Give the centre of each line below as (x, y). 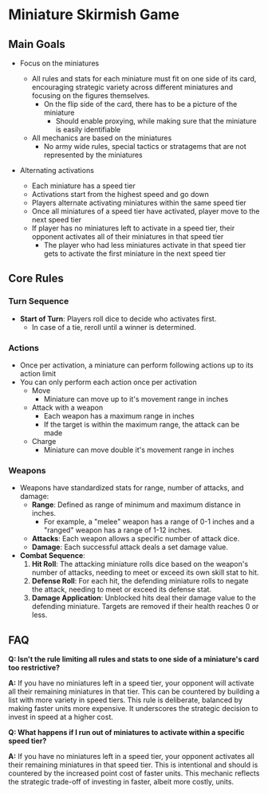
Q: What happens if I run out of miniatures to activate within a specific (126, 733)
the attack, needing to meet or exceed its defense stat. (122, 590)
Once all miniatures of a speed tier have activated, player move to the (146, 211)
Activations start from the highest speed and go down (120, 194)
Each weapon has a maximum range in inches (119, 415)
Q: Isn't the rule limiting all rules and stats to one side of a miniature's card (134, 659)
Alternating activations (57, 170)
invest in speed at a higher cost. (61, 717)
